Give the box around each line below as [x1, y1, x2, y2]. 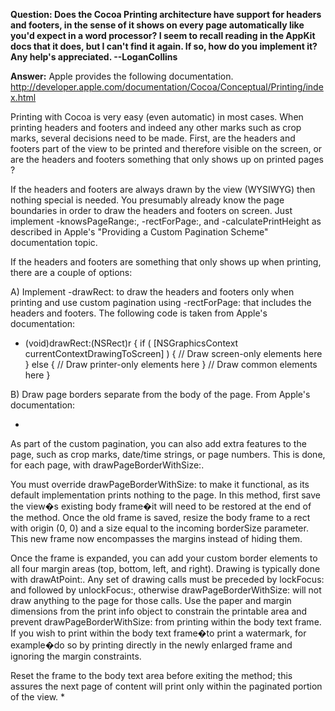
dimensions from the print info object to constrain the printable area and [10, 605, 308, 617]
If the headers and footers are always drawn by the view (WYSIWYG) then [10, 184, 316, 195]
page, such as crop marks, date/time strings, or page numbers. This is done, [10, 449, 326, 460]
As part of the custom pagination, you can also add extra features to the [10, 438, 307, 449]
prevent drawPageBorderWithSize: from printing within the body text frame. [10, 616, 322, 628]
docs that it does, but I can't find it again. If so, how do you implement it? [10, 40, 318, 52]
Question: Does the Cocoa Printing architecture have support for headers [10, 9, 322, 20]
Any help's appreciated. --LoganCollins [10, 51, 178, 63]
